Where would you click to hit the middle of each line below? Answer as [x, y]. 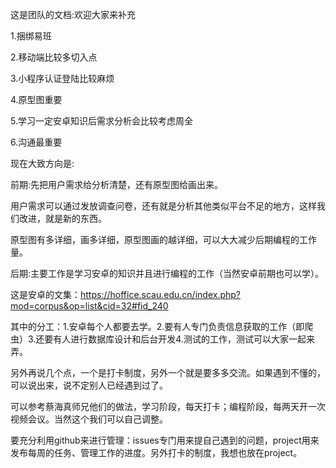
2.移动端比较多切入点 [54, 57]
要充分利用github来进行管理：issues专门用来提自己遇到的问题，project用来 [165, 440]
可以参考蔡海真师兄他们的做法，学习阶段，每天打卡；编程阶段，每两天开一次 [168, 406]
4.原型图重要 [36, 99]
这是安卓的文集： [45, 294]
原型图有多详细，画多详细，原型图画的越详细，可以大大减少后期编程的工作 [163, 239]
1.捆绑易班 [31, 36]
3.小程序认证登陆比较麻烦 [62, 78]
